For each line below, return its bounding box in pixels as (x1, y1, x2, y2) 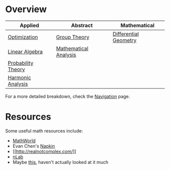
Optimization (8, 33, 38, 40)
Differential (112, 30, 139, 37)
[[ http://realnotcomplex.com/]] (12, 148, 76, 154)
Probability (8, 59, 34, 66)
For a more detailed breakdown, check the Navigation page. (5, 93, 131, 99)
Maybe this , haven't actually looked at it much (12, 159, 109, 165)
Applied (20, 22, 39, 29)
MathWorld (12, 138, 36, 144)
